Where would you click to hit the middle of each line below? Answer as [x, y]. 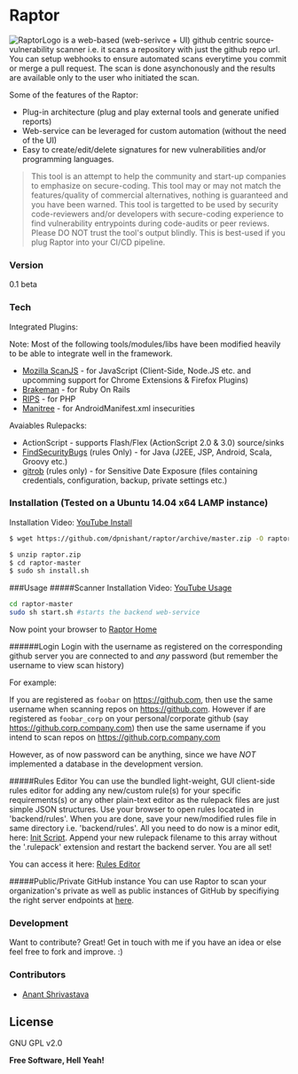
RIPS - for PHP [49, 399]
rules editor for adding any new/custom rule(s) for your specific [125, 790]
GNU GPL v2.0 [36, 1043]
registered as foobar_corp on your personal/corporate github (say [129, 719]
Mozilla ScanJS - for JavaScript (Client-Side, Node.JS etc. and [136, 370]
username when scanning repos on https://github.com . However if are [137, 709]
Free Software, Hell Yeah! [57, 1061]
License [31, 1022]
